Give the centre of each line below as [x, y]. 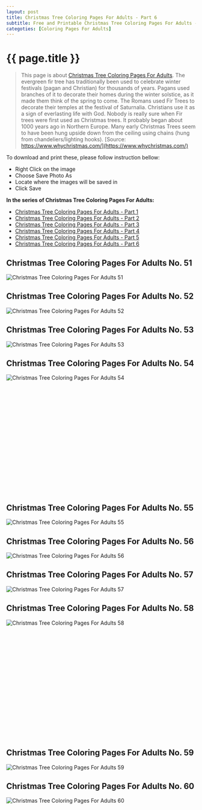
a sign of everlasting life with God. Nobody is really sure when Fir [102, 114]
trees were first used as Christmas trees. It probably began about [102, 120]
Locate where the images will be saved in [66, 182]
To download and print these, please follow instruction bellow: [83, 158]
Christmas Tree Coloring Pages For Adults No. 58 [100, 608]
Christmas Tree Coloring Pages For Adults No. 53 [100, 330]
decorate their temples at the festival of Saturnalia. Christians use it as [108, 107]
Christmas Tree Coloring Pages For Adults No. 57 [100, 575]
